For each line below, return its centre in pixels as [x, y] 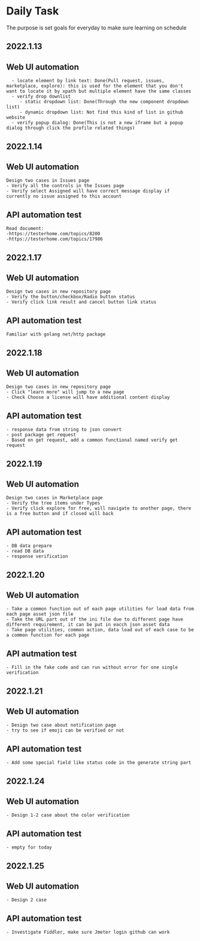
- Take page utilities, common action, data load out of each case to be [100, 630]
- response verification [37, 556]
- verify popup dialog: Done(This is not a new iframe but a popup [98, 123]
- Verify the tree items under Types [53, 503]
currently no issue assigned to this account [64, 196]
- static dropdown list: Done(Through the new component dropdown [104, 102]
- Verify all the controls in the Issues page [65, 186]
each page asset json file [40, 614]
